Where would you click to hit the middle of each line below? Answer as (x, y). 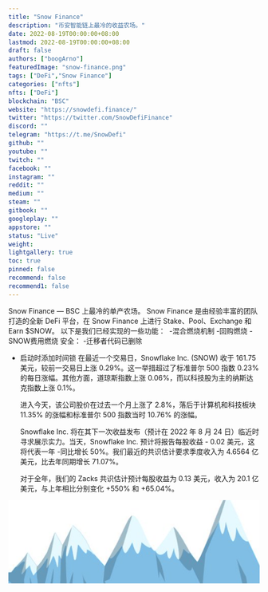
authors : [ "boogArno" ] (46, 59)
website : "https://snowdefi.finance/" (73, 109)
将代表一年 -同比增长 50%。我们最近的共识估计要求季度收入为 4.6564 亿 (139, 452)
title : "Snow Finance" (46, 17)
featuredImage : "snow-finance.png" (67, 68)
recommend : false (37, 278)
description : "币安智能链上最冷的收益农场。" (77, 25)
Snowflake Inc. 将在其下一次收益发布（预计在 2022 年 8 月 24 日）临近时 (139, 432)
